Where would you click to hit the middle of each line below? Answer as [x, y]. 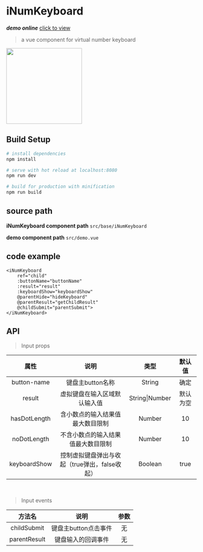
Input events [37, 501]
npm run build [24, 192]
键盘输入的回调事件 [82, 540]
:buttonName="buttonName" [50, 281]
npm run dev [21, 176]
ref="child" [32, 276]
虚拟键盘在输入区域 [88, 394]
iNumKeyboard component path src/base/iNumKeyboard [76, 226]
